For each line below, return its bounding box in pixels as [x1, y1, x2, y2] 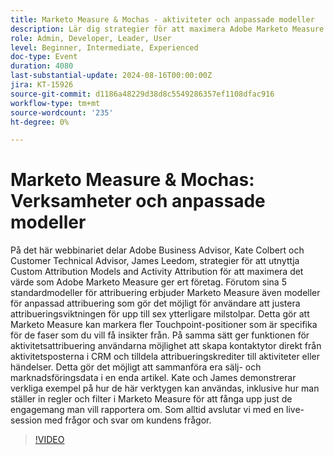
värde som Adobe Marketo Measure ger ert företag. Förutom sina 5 [10, 276, 287, 288]
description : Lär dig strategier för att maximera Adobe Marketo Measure [10, 24, 325, 34]
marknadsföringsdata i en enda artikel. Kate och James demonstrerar [10, 372, 297, 384]
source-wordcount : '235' [10, 107, 114, 118]
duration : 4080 [10, 61, 74, 71]
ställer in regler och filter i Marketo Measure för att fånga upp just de [10, 393, 293, 405]
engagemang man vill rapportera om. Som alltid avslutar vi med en [10, 404, 285, 416]
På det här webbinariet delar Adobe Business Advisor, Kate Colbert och [10, 244, 305, 256]
